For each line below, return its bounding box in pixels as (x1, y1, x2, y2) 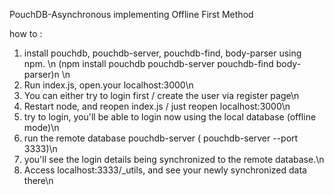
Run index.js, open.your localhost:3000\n (23, 79, 194, 91)
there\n (23, 175, 54, 186)
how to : (9, 28, 43, 39)
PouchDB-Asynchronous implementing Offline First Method (9, 9, 254, 20)
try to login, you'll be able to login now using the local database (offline (23, 111, 317, 123)
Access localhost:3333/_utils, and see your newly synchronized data (23, 164, 307, 176)
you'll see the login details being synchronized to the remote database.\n (23, 154, 325, 165)
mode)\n (23, 122, 60, 133)
